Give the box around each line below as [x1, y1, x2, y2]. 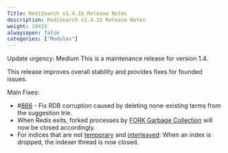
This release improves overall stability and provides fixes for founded [7, 68, 203, 76]
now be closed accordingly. [16, 123, 95, 132]
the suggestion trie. [16, 109, 73, 117]
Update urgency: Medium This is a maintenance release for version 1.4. [7, 54, 208, 62]
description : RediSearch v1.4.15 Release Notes [7, 16, 146, 23]
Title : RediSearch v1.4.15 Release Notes [7, 10, 128, 17]
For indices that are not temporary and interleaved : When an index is [16, 131, 212, 139]
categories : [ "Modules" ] [7, 36, 78, 43]
